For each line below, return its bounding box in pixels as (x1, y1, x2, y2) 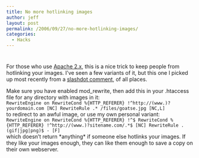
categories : (6, 31, 36, 37)
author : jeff (6, 14, 39, 21)
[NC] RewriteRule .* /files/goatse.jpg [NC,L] (46, 106, 165, 112)
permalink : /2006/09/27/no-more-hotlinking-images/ (6, 25, 138, 32)
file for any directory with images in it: (6, 94, 100, 101)
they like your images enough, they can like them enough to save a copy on (6, 139, 194, 147)
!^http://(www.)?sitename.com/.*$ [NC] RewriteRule (46, 122, 179, 128)
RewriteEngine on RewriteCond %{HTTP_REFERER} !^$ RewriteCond (6, 117, 168, 124)
